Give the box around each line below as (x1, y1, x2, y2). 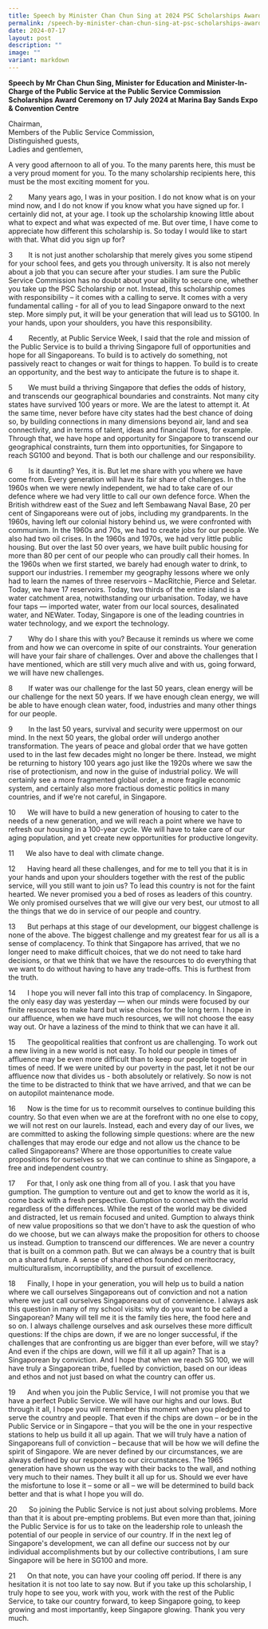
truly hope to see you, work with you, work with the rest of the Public (8, 1588, 235, 1597)
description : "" (8, 41, 62, 49)
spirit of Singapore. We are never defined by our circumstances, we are (8, 1446, 243, 1456)
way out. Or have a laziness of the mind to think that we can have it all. (8, 1022, 240, 1031)
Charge (8, 86, 33, 96)
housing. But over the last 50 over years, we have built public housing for (8, 542, 249, 551)
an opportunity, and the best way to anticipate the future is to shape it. (8, 367, 239, 377)
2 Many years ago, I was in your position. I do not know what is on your (8, 192, 256, 202)
